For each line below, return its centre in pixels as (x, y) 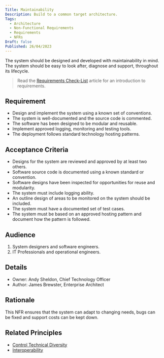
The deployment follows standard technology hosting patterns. (76, 134)
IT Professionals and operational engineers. (56, 252)
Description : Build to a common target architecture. (62, 14)
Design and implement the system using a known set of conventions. (82, 113)
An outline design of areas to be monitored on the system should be (81, 199)
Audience (20, 235)
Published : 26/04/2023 (28, 46)
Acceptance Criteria (37, 149)
